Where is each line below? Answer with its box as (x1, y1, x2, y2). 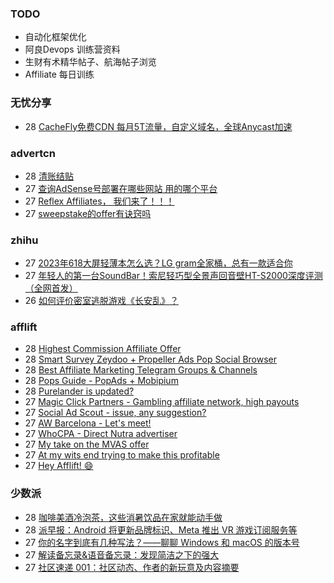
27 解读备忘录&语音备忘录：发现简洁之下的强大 (24, 548, 220, 561)
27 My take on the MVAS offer (24, 438, 150, 451)
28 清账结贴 (24, 170, 74, 182)
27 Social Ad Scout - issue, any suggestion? (24, 407, 207, 419)
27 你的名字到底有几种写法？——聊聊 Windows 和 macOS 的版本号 (24, 536, 300, 548)
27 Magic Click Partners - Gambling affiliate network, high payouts (24, 396, 300, 408)
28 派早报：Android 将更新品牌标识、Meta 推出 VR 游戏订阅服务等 (24, 523, 298, 536)
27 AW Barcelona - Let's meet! (24, 417, 152, 429)
